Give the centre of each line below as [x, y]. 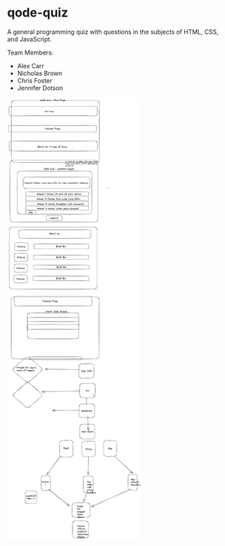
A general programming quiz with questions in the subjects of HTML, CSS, [113, 32]
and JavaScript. [29, 39]
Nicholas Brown [40, 73]
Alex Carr [31, 66]
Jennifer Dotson [40, 88]
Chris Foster [35, 80]
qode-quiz [38, 13]
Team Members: [30, 52]
